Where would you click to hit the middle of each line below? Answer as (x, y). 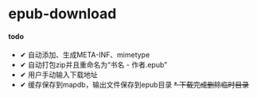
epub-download (62, 14)
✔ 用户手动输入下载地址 (58, 75)
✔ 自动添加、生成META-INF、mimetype (85, 55)
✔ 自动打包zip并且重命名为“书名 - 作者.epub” (93, 65)
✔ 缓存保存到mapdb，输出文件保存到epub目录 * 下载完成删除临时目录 (134, 85)
